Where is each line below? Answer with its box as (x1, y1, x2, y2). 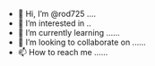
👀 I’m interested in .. (17, 18, 91, 29)
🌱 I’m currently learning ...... (17, 28, 121, 37)
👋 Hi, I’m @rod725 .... (17, 9, 97, 19)
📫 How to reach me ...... (17, 47, 108, 57)
